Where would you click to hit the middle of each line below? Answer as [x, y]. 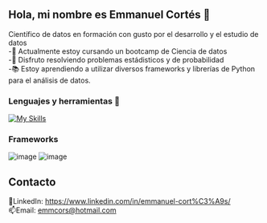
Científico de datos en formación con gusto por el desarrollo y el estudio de [133, 34]
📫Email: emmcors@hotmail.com [62, 210]
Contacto [32, 182]
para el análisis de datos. [49, 80]
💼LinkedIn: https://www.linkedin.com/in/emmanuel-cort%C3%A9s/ [119, 201]
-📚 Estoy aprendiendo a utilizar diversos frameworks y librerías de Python [132, 68]
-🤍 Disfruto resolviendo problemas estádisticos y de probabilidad [116, 59]
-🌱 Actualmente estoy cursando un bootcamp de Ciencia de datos [118, 51]
